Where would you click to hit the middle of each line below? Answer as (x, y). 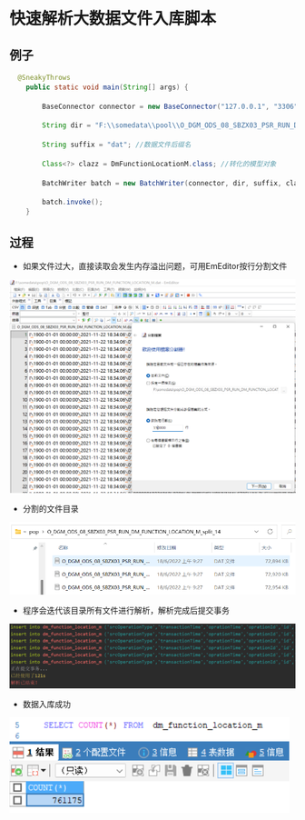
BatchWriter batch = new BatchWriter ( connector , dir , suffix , (162, 183)
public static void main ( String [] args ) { (107, 87)
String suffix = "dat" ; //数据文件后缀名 (117, 145)
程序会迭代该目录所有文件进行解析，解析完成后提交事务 (126, 610)
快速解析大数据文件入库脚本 (113, 19)
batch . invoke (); (73, 202)
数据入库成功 (46, 704)
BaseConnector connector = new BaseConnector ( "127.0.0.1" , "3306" (170, 106)
